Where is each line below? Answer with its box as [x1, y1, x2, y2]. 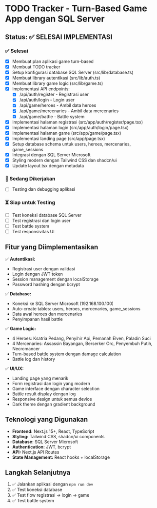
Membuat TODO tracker [12, 64, 60, 70]
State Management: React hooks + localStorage [12, 454, 110, 460]
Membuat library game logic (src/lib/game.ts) [12, 81, 103, 86]
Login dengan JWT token [12, 271, 63, 277]
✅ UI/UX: [5, 366, 24, 371]
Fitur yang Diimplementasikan [5, 243, 98, 251]
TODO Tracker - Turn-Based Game [5, 3, 147, 14]
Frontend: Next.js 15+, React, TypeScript [12, 428, 94, 434]
